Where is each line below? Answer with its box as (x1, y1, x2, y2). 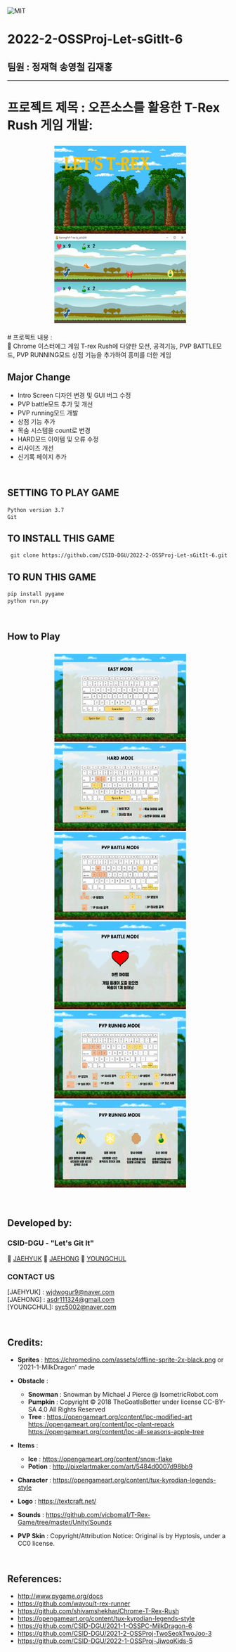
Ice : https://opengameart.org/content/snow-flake (27, 1454, 173, 1463)
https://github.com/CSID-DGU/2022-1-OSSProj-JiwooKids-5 (17, 1637, 193, 1645)
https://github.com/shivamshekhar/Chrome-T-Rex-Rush (17, 1606, 179, 1615)
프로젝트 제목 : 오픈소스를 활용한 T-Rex (7, 100, 220, 116)
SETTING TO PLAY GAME (7, 487, 119, 499)
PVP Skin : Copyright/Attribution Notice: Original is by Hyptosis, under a (17, 1531, 226, 1540)
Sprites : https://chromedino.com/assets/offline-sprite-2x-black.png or (17, 1355, 224, 1364)
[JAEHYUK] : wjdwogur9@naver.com (7, 1287, 114, 1296)
